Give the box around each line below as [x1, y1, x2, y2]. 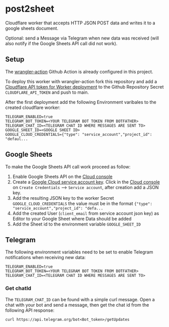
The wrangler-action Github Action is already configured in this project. [5, 68, 153, 75]
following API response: [5, 307, 54, 313]
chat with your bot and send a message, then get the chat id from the [5, 302, 149, 308]
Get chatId [5, 285, 32, 292]
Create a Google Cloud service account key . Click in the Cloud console [12, 178, 160, 185]
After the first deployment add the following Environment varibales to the [5, 99, 156, 105]
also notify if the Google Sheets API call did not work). [5, 40, 118, 46]
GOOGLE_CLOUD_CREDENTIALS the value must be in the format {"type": [12, 200, 153, 206]
